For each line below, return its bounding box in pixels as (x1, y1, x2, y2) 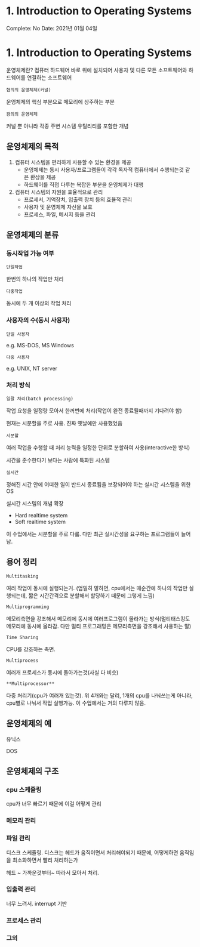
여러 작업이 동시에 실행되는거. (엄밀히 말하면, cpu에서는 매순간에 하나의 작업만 (6, 584, 188, 591)
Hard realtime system (14, 511, 68, 519)
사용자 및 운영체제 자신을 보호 (23, 203, 93, 210)
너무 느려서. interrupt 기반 (6, 900, 67, 907)
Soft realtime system (14, 518, 66, 525)
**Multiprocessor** (6, 680, 55, 687)
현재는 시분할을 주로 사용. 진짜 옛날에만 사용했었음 (6, 419, 123, 427)
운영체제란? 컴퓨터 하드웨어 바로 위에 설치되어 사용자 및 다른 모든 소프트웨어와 (6, 66, 187, 73)
